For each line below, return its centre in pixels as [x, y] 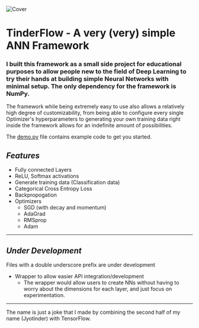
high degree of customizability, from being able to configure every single [95, 113]
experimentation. [44, 295]
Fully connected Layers [43, 170]
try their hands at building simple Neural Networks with [87, 79]
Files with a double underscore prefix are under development [81, 265]
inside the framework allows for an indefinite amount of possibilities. [89, 126]
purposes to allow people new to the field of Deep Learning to [96, 72]
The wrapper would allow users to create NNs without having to [101, 283]
